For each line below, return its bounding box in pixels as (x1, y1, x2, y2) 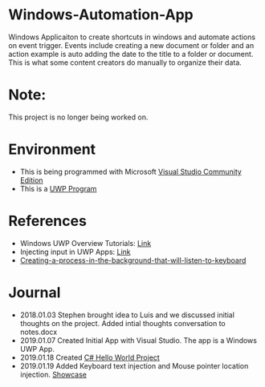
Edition (19, 175, 43, 185)
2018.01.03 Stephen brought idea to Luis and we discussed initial (19, 310, 235, 320)
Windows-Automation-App (8, 6, 194, 24)
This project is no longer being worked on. (8, 112, 149, 122)
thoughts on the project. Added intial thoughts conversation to (19, 318, 226, 328)
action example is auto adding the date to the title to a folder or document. (8, 49, 254, 58)
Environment (8, 140, 96, 159)
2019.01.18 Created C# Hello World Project (19, 353, 161, 362)
